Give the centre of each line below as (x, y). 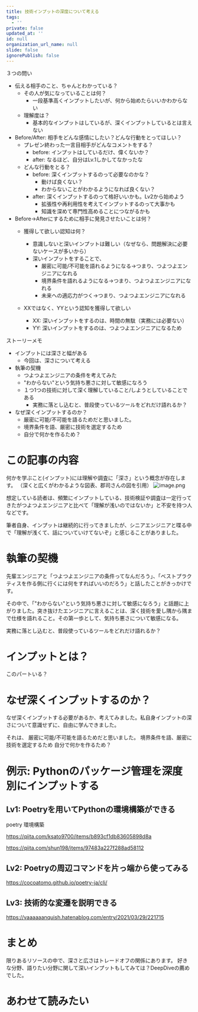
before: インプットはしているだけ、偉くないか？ (91, 152)
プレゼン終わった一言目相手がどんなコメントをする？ (88, 145)
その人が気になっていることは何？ (65, 93)
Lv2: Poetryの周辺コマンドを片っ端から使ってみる (98, 868)
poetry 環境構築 (25, 825)
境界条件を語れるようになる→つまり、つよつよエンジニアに (113, 281)
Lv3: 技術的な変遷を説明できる (62, 902)
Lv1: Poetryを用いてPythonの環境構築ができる (91, 809)
